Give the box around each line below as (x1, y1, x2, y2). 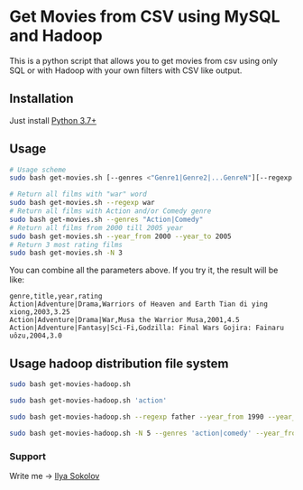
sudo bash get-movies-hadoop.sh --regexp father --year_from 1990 (9, 412, 264, 421)
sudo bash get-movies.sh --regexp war (9, 199, 155, 208)
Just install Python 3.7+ (9, 115, 97, 125)
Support (9, 449, 47, 462)
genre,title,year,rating (9, 291, 103, 301)
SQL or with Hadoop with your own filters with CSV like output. (9, 65, 243, 76)
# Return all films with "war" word (9, 190, 147, 199)
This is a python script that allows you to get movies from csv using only (9, 55, 278, 66)
